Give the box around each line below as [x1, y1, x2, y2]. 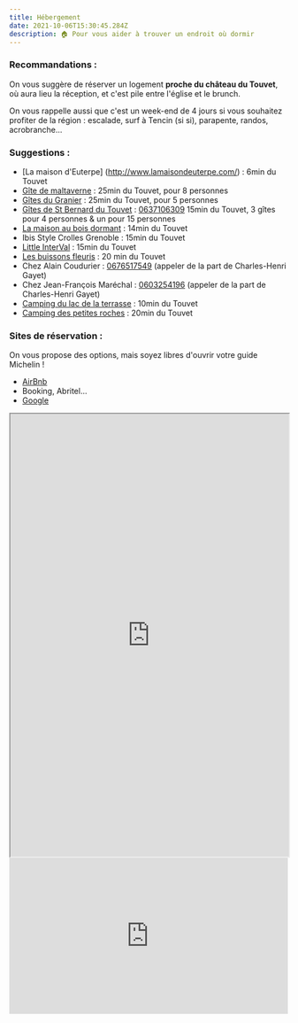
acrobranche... [9, 124, 63, 135]
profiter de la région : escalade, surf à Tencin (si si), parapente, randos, [9, 114, 269, 125]
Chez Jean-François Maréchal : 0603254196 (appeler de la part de [21, 279, 267, 290]
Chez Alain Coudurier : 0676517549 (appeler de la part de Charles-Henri [21, 260, 287, 271]
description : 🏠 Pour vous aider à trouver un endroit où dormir [9, 29, 255, 38]
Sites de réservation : [9, 329, 103, 342]
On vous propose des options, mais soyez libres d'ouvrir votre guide [9, 350, 258, 360]
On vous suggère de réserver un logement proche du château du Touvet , [9, 79, 279, 89]
